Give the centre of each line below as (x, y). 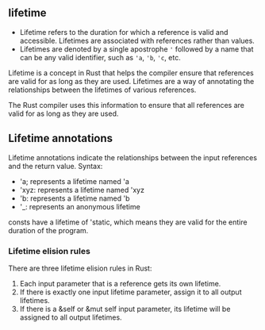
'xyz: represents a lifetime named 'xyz (82, 190)
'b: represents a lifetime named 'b (75, 198)
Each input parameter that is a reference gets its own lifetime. (120, 283)
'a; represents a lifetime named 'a (74, 181)
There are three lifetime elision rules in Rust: (80, 268)
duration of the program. (48, 230)
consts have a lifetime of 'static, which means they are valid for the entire (128, 222)
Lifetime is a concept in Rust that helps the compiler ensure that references (131, 73)
